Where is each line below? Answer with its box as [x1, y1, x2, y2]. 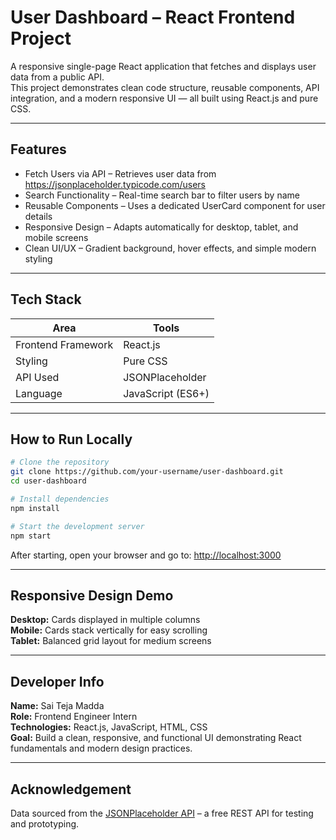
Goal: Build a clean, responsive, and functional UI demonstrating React [10, 732, 302, 744]
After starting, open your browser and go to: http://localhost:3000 [10, 549, 282, 561]
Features [10, 141, 67, 158]
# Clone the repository [10, 457, 110, 468]
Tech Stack [10, 291, 82, 308]
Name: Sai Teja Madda [10, 700, 105, 712]
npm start [10, 531, 52, 541]
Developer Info [10, 673, 105, 690]
